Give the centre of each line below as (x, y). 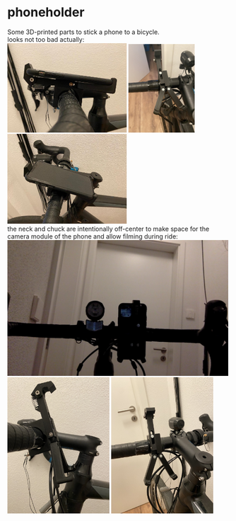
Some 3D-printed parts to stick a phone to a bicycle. (84, 32)
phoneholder (46, 12)
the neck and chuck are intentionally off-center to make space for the (108, 229)
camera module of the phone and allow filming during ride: (93, 236)
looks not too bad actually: (46, 39)
